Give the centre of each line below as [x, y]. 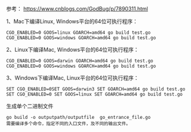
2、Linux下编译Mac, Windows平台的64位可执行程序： [73, 50]
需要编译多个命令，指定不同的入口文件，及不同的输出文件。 [68, 124]
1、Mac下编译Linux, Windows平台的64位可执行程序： [72, 21]
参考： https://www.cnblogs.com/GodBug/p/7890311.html [77, 9]
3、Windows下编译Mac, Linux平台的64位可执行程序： [73, 78]
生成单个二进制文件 [30, 106]
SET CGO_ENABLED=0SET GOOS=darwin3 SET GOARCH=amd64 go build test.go [96, 89]
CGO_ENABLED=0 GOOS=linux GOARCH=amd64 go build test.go [78, 33]
